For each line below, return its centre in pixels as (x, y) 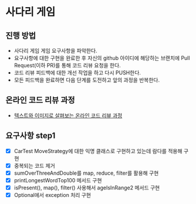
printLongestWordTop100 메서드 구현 (58, 180)
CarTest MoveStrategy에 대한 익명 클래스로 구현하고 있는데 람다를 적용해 (98, 151)
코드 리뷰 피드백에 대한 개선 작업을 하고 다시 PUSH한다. (77, 73)
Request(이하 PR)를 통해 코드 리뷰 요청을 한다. (67, 65)
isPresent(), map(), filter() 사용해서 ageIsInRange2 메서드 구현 (87, 188)
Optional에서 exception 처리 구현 (53, 195)
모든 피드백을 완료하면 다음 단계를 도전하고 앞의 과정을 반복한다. (87, 80)
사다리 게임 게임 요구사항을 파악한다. (55, 51)
